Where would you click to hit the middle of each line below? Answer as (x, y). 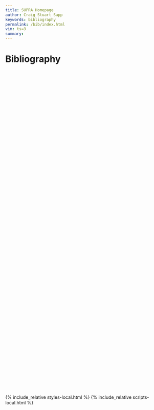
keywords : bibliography (31, 19)
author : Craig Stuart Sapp (34, 15)
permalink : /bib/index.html (35, 24)
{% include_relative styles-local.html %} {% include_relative (69, 397)
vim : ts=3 (16, 29)
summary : (15, 34)
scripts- (141, 397)
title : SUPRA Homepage (29, 10)
